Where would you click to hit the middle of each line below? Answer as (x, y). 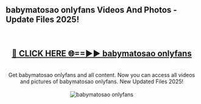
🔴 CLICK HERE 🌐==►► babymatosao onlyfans (102, 54)
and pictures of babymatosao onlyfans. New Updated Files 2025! (102, 81)
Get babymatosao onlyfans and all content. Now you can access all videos (102, 75)
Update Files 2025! (43, 20)
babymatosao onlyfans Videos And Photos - (91, 10)
